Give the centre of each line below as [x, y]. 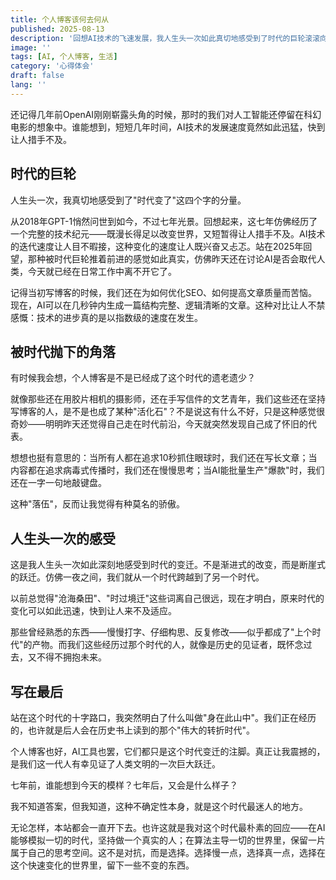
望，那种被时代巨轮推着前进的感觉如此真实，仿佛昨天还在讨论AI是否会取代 [163, 258]
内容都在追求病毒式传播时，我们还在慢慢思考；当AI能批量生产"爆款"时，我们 [167, 470]
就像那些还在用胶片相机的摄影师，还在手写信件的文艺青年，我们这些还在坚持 [168, 399]
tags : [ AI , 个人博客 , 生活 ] [64, 57]
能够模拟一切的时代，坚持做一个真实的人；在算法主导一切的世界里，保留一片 [168, 840]
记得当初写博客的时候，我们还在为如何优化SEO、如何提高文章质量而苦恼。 [164, 292]
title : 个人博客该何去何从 [60, 19]
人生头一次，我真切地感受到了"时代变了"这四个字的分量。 [128, 200]
